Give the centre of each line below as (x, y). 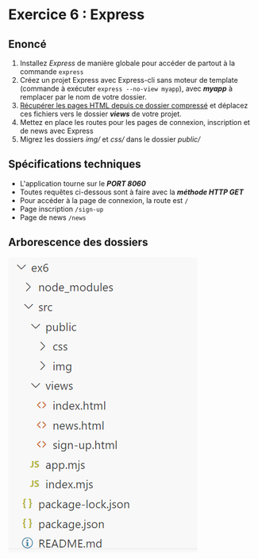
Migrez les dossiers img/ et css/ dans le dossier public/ (110, 139)
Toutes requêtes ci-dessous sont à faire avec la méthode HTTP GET (132, 192)
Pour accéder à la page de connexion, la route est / (104, 200)
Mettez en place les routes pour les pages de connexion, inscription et (135, 122)
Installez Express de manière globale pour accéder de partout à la (127, 63)
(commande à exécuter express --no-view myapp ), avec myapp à (126, 88)
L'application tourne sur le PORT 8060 (83, 183)
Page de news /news (53, 217)
